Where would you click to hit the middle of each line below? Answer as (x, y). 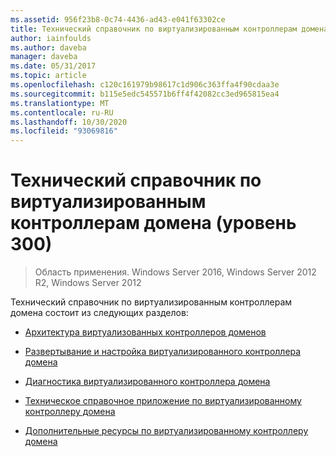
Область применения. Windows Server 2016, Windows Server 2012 (175, 272)
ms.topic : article (48, 76)
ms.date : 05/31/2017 (53, 66)
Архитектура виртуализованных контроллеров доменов (145, 332)
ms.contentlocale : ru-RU (62, 112)
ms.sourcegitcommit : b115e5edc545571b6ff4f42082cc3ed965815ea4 (145, 94)
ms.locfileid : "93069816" (64, 131)
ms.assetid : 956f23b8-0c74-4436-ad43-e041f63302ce (118, 19)
